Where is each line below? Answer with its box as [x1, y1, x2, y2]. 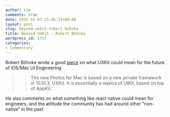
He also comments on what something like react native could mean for [5, 95, 154, 101]
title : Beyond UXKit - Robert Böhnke [5, 31, 86, 36]
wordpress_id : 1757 [5, 36, 47, 41]
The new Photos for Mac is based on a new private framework [30, 74, 162, 80]
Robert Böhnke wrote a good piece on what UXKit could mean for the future [5, 59, 165, 65]
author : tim [5, 7, 31, 13]
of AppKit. [30, 85, 52, 92]
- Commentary [5, 45, 33, 50]
